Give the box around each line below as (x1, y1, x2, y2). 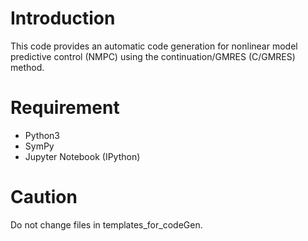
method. (10, 61, 45, 73)
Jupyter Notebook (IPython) (24, 150, 141, 162)
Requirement (10, 97, 120, 119)
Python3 (24, 129, 60, 141)
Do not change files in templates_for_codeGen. (10, 218, 203, 231)
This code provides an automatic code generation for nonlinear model (10, 40, 298, 52)
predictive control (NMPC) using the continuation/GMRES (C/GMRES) (10, 50, 296, 62)
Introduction (10, 7, 116, 30)
